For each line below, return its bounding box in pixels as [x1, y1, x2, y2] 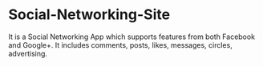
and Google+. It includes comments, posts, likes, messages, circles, [8, 40, 233, 49]
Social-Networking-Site [8, 6, 171, 24]
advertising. [8, 49, 48, 58]
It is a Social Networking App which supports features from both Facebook [8, 32, 255, 41]
